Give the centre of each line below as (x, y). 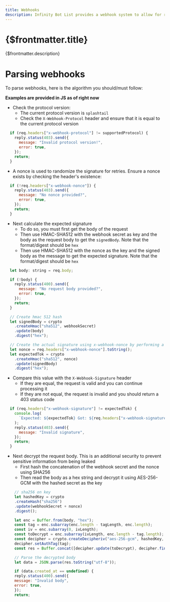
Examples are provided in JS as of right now (52, 98)
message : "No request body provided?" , (60, 289)
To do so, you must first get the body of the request (74, 229)
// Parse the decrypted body (45, 557)
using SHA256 (35, 472)
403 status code (37, 400)
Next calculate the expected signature (52, 224)
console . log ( (28, 414)
